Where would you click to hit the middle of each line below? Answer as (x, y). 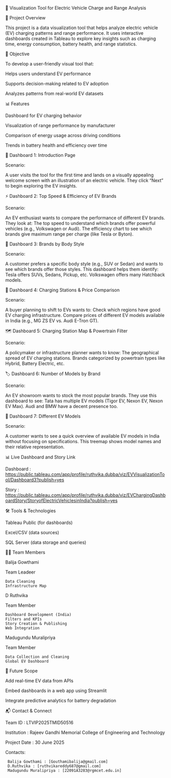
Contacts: (16, 752)
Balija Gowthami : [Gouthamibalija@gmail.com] (58, 762)
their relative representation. (35, 447)
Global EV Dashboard (27, 661)
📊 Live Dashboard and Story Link (40, 457)
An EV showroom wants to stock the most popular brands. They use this (81, 395)
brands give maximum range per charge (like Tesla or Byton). (69, 234)
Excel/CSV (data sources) (32, 532)
